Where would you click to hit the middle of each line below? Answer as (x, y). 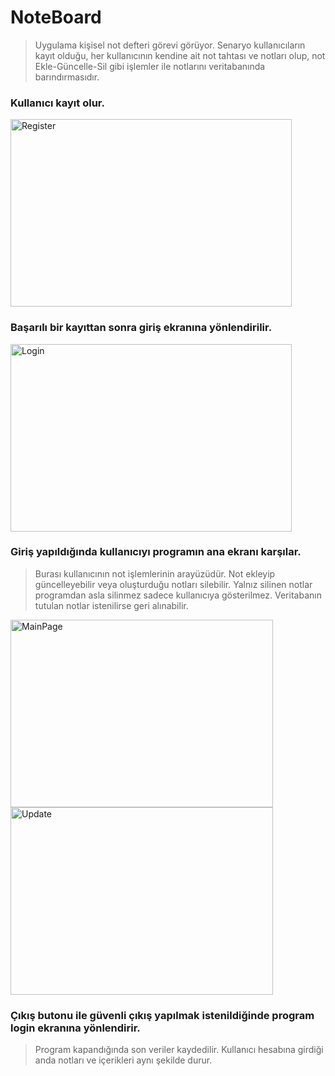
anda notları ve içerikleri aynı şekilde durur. (123, 1060)
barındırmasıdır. (67, 77)
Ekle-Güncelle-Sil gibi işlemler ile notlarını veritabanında (150, 66)
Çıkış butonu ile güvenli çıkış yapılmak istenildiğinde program (162, 1015)
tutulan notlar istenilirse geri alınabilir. (111, 605)
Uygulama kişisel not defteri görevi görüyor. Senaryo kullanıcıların (170, 45)
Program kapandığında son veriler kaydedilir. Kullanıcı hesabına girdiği (179, 1050)
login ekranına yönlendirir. (75, 1028)
